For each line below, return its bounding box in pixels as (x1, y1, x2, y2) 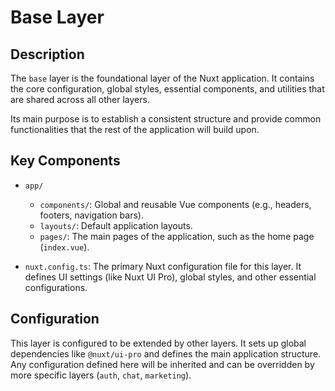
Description (10, 46, 85, 63)
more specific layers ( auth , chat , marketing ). (10, 369, 192, 381)
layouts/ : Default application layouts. (39, 219, 193, 231)
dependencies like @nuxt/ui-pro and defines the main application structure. (10, 347, 322, 360)
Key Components (10, 152, 121, 170)
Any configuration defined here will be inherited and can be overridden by (10, 358, 315, 370)
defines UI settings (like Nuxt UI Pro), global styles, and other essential (24, 271, 317, 283)
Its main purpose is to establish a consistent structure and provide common (10, 113, 322, 125)
